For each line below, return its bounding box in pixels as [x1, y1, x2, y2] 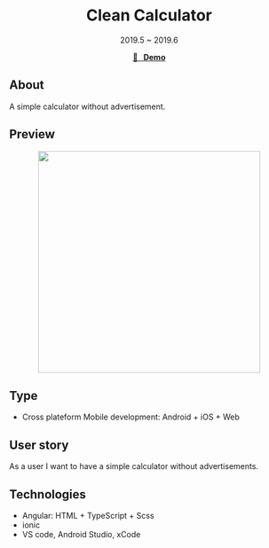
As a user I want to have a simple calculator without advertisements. [9, 461, 259, 472]
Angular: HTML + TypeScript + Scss [21, 511, 154, 521]
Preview [9, 127, 56, 142]
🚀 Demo [132, 51, 166, 62]
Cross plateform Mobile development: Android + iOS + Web [21, 411, 240, 422]
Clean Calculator [85, 5, 213, 26]
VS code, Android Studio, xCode [21, 529, 141, 539]
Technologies [9, 487, 87, 502]
